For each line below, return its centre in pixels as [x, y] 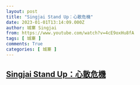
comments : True [24, 44]
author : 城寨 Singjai [32, 28]
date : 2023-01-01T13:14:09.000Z [45, 22]
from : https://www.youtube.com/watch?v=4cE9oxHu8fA [70, 33]
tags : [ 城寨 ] [24, 38]
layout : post [22, 11]
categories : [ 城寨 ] [32, 49]
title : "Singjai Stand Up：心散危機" [50, 17]
